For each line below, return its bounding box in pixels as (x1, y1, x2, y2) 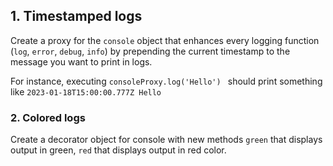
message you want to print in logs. (10, 55, 153, 68)
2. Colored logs (10, 110, 86, 124)
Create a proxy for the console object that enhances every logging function (10, 34, 320, 46)
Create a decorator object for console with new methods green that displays (10, 134, 323, 146)
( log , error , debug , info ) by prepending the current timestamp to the (10, 45, 291, 57)
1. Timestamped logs (10, 8, 143, 25)
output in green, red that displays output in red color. (10, 144, 227, 156)
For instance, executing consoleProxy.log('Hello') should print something (10, 75, 323, 87)
